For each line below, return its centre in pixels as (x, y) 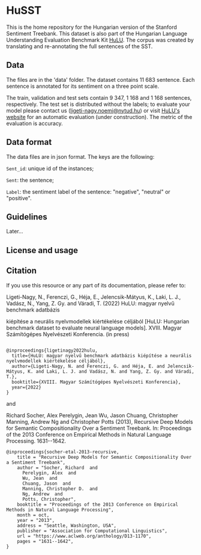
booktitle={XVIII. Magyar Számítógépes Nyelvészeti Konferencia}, (96, 382)
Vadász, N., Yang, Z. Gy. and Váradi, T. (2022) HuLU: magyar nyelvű (91, 303)
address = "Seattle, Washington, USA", (67, 526)
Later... (15, 232)
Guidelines (27, 217)
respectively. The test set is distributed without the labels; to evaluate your (98, 104)
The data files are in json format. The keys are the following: (80, 156)
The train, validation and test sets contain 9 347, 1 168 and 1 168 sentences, (99, 97)
